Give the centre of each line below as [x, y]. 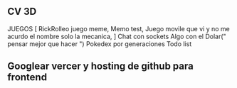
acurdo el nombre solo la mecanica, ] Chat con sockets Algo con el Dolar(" [117, 36]
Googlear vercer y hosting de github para [100, 66]
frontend [27, 77]
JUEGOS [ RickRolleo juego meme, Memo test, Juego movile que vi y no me [118, 28]
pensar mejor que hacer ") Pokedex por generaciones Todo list [100, 44]
